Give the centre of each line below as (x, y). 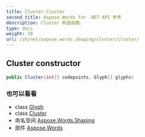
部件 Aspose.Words (39, 127)
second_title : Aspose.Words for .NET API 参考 (64, 17)
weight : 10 (20, 34)
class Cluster (31, 113)
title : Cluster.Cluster (36, 12)
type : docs (20, 28)
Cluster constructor (44, 63)
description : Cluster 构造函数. (45, 23)
